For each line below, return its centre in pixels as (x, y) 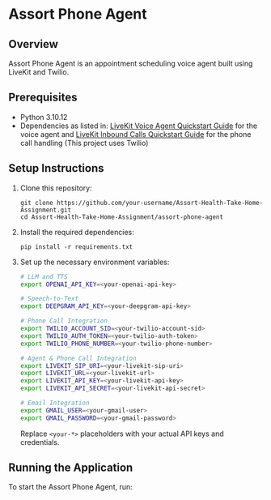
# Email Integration (55, 403)
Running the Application (71, 468)
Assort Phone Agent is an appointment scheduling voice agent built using (131, 63)
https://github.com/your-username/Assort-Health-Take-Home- (160, 203)
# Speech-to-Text (49, 299)
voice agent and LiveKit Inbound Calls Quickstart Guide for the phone (135, 134)
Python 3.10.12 (44, 117)
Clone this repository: (56, 188)
